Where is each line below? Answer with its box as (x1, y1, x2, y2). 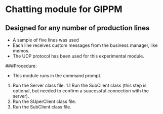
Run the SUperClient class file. (12, 98, 76, 104)
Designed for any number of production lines (5, 24, 150, 32)
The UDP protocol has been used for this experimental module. (12, 53, 144, 59)
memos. (12, 48, 30, 53)
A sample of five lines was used (12, 37, 79, 43)
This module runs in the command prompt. (12, 73, 102, 79)
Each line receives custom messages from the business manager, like (12, 42, 158, 48)
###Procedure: (5, 63, 37, 69)
